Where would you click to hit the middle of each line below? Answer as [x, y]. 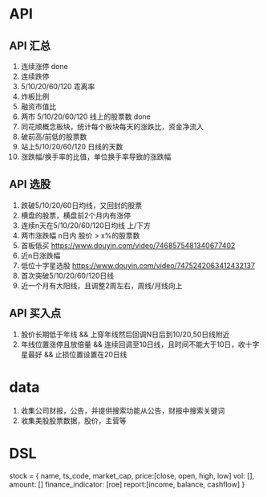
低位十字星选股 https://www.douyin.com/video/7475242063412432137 [138, 265]
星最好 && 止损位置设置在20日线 [74, 354]
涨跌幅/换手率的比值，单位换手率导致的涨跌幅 [96, 157]
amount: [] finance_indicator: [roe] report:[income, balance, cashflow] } [127, 484]
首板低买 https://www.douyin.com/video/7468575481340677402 [128, 245]
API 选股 [30, 184]
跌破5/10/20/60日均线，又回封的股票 [81, 205]
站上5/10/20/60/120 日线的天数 [72, 147]
